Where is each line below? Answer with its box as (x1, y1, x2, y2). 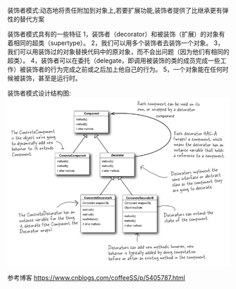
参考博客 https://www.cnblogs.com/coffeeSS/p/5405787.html (7, 273, 185, 282)
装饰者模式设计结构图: (7, 89, 72, 97)
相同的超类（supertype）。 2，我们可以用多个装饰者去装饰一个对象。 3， (13, 39, 224, 47)
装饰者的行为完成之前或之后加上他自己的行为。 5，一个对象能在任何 (25, 66, 223, 73)
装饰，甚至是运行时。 (19, 74, 82, 82)
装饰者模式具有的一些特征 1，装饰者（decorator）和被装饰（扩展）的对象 (7, 30, 219, 38)
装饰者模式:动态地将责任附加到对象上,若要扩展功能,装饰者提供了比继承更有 (7, 6, 223, 14)
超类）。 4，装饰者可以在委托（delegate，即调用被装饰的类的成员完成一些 (7, 56, 221, 65)
